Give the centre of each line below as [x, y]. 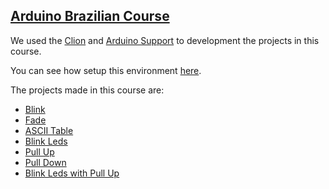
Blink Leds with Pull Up [72, 173]
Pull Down [45, 162]
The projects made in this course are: [87, 90]
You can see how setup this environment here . [106, 70]
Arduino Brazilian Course [90, 16]
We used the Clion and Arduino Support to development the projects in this [165, 40]
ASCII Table [49, 130]
